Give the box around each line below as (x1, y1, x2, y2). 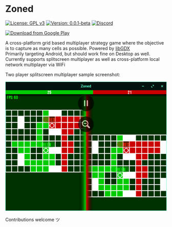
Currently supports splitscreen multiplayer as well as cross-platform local (5, 56, 160, 62)
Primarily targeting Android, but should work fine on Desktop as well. (5, 51, 150, 57)
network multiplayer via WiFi (5, 61, 66, 67)
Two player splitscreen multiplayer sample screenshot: (5, 71, 120, 77)
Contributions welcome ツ (5, 217, 60, 223)
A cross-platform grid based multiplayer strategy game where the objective (5, 39, 164, 46)
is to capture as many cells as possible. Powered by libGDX (5, 45, 131, 51)
